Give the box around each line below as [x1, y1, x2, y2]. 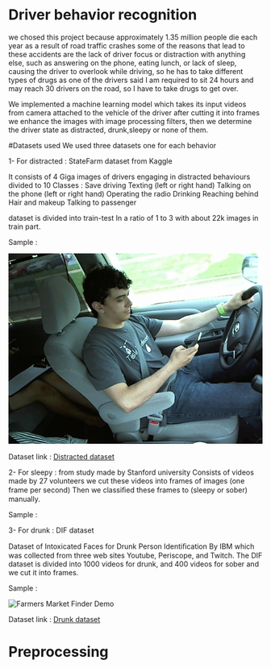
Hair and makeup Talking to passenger [8, 197, 137, 207]
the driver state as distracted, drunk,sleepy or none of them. [8, 125, 208, 135]
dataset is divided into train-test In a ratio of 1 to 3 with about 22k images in [8, 213, 259, 222]
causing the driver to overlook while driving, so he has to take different [8, 66, 244, 76]
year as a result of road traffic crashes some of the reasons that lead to [8, 40, 245, 50]
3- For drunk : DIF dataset [8, 525, 94, 535]
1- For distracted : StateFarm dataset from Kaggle [8, 156, 173, 166]
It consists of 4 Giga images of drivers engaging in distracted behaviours [8, 172, 251, 181]
